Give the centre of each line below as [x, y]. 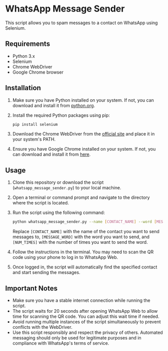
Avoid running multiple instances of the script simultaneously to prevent [87, 322]
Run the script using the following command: [59, 213]
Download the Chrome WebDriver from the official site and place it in [83, 134]
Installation [23, 88]
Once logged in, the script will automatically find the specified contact [85, 267]
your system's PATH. [34, 139]
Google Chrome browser [38, 72]
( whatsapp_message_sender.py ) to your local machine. [67, 188]
